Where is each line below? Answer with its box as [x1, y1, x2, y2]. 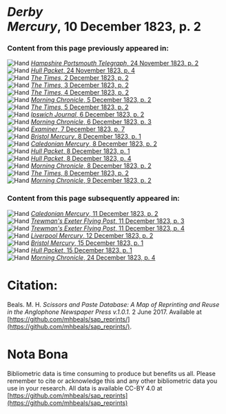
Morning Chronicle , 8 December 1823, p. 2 [30, 161, 152, 170]
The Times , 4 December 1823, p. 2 [30, 88, 130, 97]
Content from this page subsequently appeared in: [7, 194, 181, 204]
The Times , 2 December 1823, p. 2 [30, 74, 129, 82]
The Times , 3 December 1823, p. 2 [30, 81, 129, 90]
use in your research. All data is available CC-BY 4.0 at [7, 384, 163, 392]
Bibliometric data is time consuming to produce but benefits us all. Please [7, 369, 216, 377]
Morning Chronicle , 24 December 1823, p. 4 [30, 253, 156, 262]
